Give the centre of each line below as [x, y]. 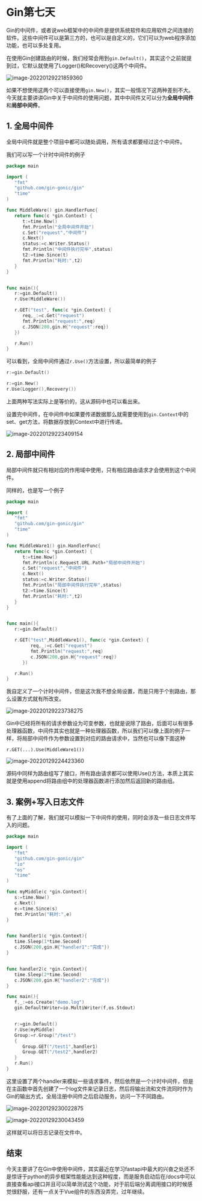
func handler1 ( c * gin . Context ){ [47, 936]
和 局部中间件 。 [25, 105]
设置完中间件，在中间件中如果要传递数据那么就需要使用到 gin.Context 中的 [97, 414]
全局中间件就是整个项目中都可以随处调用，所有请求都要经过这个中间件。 [96, 142]
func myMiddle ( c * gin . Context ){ [47, 892]
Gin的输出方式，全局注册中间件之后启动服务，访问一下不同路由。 [87, 1096]
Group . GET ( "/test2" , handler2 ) [60, 1052]
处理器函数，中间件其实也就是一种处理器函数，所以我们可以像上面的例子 [96, 731]
